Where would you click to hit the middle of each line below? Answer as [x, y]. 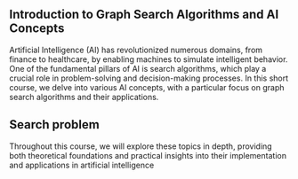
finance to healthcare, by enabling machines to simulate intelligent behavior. [149, 59]
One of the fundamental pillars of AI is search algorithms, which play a [138, 68]
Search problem [54, 125]
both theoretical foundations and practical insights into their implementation [148, 155]
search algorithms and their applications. [84, 97]
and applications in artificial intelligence [82, 165]
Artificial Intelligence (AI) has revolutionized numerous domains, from [136, 50]
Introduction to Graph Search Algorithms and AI [144, 15]
